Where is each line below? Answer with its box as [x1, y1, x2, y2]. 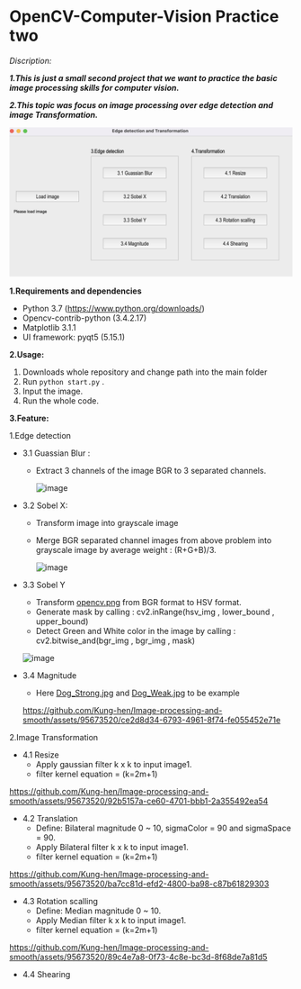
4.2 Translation [22, 812, 78, 823]
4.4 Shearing [22, 968, 71, 979]
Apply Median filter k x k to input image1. [35, 914, 187, 925]
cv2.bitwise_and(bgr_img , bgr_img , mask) [35, 635, 196, 646]
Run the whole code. [22, 395, 100, 406]
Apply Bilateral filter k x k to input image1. [35, 841, 189, 852]
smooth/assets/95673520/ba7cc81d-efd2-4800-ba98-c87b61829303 [9, 878, 270, 889]
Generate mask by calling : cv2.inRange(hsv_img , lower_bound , [35, 606, 275, 617]
